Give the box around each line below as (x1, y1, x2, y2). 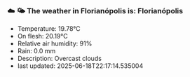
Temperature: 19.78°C (17, 24, 81, 33)
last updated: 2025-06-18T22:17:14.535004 (17, 62, 144, 70)
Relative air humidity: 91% (17, 39, 93, 48)
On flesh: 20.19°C (17, 32, 68, 41)
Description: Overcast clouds (17, 55, 102, 63)
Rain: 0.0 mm (17, 47, 56, 55)
